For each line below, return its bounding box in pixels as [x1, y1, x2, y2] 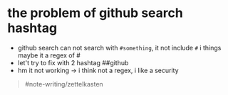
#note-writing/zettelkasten [24, 79, 103, 88]
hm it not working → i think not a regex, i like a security [17, 66, 180, 74]
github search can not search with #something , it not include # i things [17, 43, 222, 52]
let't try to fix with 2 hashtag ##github [17, 58, 129, 67]
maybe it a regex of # [17, 51, 81, 60]
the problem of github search [7, 5, 183, 21]
